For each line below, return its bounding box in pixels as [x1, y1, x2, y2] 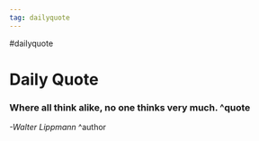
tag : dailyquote [9, 13, 70, 22]
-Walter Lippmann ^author [9, 122, 106, 133]
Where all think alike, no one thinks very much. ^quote [9, 101, 251, 113]
